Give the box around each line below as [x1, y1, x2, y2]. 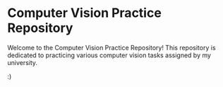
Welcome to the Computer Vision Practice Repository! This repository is [7, 43, 217, 52]
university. [7, 58, 37, 66]
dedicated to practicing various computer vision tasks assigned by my [7, 51, 212, 59]
